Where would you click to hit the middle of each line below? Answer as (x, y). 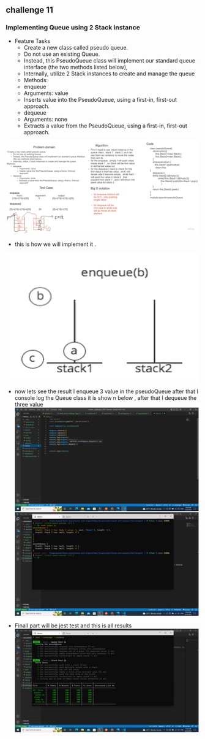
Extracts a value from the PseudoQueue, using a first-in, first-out (106, 126)
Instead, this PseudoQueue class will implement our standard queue (110, 60)
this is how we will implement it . (55, 244)
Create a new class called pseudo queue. (76, 47)
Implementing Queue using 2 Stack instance (73, 28)
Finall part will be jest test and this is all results (73, 626)
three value (29, 404)
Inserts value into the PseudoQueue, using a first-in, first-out (100, 99)
